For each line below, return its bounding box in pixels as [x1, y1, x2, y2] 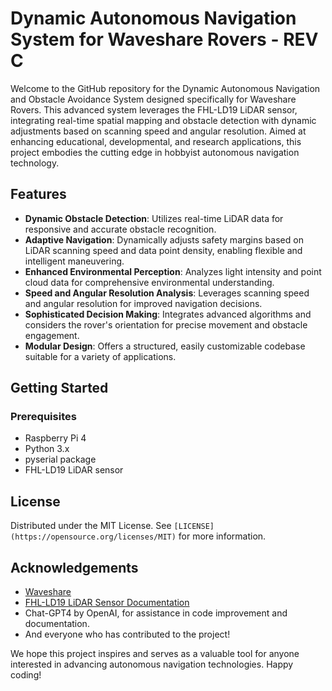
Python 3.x [24, 443, 70, 455]
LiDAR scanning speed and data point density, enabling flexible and [24, 244, 303, 256]
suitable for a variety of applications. [24, 350, 177, 362]
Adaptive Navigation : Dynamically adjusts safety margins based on [24, 233, 304, 246]
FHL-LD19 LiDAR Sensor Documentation [24, 597, 190, 609]
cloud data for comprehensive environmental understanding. [24, 276, 275, 288]
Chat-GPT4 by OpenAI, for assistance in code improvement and [24, 607, 288, 619]
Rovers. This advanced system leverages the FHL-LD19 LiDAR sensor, [10, 103, 298, 116]
